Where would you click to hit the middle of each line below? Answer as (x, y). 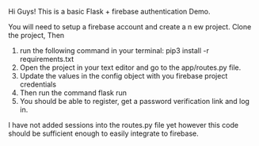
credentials (38, 84)
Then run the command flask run (73, 93)
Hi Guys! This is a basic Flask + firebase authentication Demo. (110, 12)
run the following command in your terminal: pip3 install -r (114, 50)
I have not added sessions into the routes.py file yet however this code (124, 125)
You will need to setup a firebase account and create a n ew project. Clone (130, 27)
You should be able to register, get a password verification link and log (134, 101)
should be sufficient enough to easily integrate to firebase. (104, 133)
